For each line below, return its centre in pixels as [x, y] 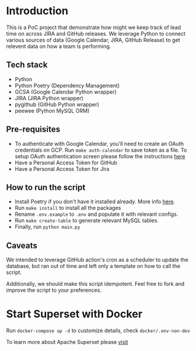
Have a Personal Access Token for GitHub [66, 162]
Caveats [22, 245]
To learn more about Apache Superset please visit [67, 342]
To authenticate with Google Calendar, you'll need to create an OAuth [99, 143]
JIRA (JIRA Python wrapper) [49, 98]
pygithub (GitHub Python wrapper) [57, 104]
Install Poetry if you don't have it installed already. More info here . [95, 202]
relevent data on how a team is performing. [59, 46]
